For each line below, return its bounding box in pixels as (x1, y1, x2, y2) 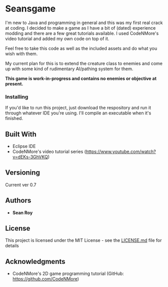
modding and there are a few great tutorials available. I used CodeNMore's (5, 30, 159, 36)
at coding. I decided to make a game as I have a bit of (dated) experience (5, 25, 156, 31)
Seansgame (5, 3, 56, 15)
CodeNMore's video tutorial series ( (12, 149, 86, 155)
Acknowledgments (5, 257, 66, 266)
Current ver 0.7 (5, 182, 36, 188)
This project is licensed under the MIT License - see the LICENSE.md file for (5, 237, 162, 243)
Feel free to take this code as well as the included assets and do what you (5, 45, 157, 51)
